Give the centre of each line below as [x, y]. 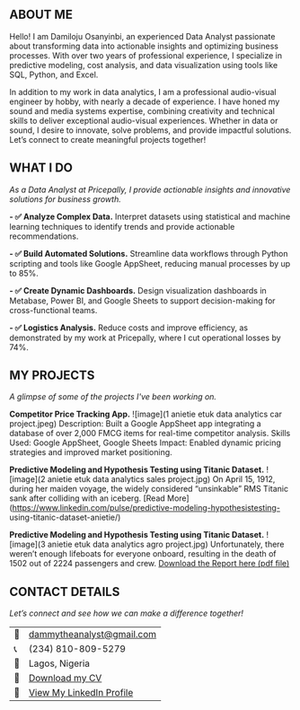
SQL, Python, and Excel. [54, 75]
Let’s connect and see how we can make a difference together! [127, 613]
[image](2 [27, 479]
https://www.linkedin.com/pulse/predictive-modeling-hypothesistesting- [146, 508]
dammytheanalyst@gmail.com [93, 635]
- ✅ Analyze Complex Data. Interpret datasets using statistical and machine [150, 216]
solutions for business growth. [65, 199]
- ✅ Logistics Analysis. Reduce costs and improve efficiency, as [129, 328]
